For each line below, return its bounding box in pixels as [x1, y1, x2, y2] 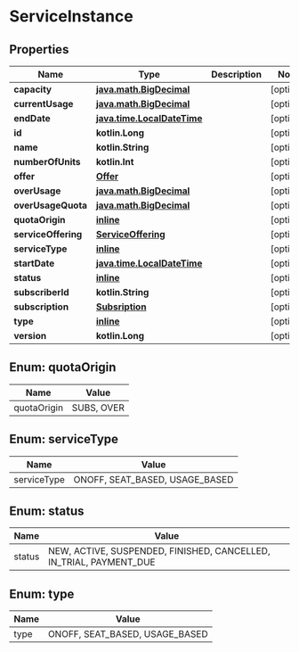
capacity [13, 83, 52, 95]
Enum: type [9, 586, 75, 601]
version [13, 330, 47, 342]
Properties [9, 42, 69, 57]
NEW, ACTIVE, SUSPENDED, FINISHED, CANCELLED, [47, 545, 271, 557]
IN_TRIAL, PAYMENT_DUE [47, 556, 156, 568]
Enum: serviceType [9, 432, 118, 447]
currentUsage [13, 98, 74, 110]
